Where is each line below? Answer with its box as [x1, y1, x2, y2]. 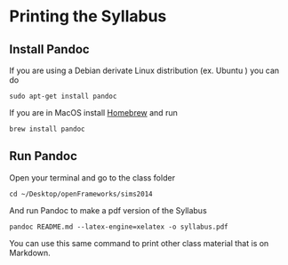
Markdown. [9, 247, 51, 258]
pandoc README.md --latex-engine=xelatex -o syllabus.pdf [9, 222, 228, 231]
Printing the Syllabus [9, 6, 167, 27]
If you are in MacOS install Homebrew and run [9, 108, 178, 117]
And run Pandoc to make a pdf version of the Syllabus [9, 205, 207, 215]
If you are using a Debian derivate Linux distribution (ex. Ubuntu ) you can [9, 65, 280, 76]
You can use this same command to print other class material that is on [9, 237, 269, 248]
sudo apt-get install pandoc [9, 92, 117, 100]
